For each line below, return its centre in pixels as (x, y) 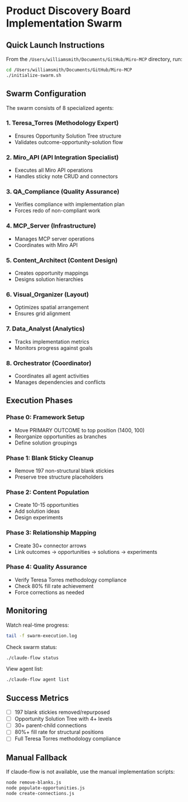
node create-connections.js (40, 793)
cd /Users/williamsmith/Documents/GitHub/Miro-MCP (69, 70)
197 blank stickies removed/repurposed (62, 712)
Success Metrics (37, 698)
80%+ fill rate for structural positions (59, 732)
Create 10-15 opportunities (47, 505)
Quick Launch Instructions (55, 45)
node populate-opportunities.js (45, 788)
